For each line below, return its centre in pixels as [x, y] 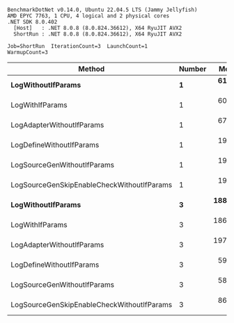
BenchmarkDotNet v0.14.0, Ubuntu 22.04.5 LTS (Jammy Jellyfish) [102, 10]
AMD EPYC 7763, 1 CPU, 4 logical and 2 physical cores [88, 16]
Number [193, 69]
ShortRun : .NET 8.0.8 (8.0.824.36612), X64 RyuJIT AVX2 [98, 34]
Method [92, 69]
